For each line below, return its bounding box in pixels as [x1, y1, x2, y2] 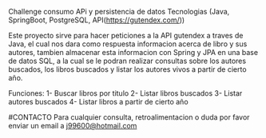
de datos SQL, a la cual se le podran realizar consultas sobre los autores [8, 56, 246, 65]
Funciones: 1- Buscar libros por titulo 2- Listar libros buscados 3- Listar [8, 89, 243, 98]
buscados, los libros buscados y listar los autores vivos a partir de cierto [8, 65, 247, 74]
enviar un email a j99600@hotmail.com [8, 121, 137, 130]
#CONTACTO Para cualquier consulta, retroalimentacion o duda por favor [8, 112, 250, 122]
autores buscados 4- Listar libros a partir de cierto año [8, 97, 189, 106]
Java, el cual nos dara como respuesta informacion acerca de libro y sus [8, 39, 248, 49]
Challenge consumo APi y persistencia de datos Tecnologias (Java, [8, 7, 230, 16]
